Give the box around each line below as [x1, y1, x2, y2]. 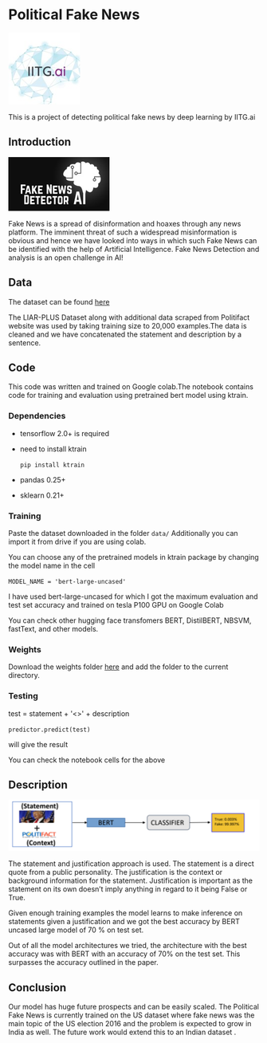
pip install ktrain [19, 461, 85, 469]
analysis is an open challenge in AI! [8, 253, 124, 262]
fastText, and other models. [8, 624, 99, 633]
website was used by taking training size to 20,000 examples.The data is [8, 321, 247, 330]
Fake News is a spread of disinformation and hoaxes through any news [8, 218, 241, 228]
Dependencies [8, 411, 66, 422]
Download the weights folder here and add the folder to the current [8, 662, 229, 671]
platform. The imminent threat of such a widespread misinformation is [8, 227, 238, 237]
